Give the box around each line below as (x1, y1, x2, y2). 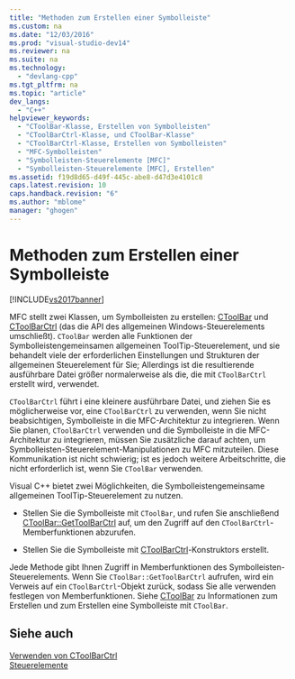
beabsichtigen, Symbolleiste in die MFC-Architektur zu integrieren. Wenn (9, 415, 281, 426)
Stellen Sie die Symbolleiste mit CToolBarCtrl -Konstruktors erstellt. (22, 544, 270, 555)
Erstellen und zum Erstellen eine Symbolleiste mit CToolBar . (9, 600, 228, 610)
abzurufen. (95, 527, 137, 537)
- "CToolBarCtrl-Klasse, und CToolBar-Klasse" (17, 131, 195, 140)
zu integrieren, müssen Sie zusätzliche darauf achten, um (52, 434, 266, 445)
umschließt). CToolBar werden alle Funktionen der (9, 330, 193, 341)
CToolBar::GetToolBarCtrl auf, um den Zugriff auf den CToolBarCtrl (22, 517, 271, 528)
